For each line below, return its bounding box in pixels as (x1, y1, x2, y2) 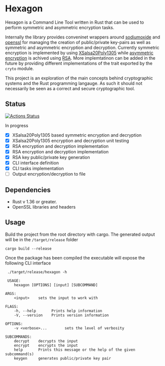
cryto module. (5, 65, 34, 72)
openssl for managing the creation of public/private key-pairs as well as (5, 39, 151, 45)
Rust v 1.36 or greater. (12, 199, 57, 205)
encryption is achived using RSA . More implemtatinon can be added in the (5, 55, 156, 61)
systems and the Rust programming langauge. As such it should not (5, 80, 143, 86)
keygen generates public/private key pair (14, 356, 111, 361)
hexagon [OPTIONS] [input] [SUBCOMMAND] (14, 282, 98, 288)
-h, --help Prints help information (14, 308, 102, 313)
